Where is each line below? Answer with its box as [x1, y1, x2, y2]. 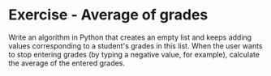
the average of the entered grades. [8, 58, 126, 68]
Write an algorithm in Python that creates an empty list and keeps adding [8, 32, 252, 42]
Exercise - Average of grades [8, 6, 209, 24]
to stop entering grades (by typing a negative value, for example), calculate [8, 49, 260, 59]
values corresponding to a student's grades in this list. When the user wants [8, 40, 263, 50]
